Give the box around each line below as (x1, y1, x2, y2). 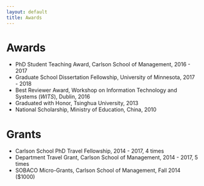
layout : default (6, 9, 47, 15)
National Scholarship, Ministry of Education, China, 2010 (15, 106, 157, 113)
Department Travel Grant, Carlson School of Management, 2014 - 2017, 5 (15, 154, 198, 161)
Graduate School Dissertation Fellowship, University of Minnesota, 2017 (15, 74, 195, 81)
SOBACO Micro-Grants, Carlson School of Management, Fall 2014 (15, 167, 181, 174)
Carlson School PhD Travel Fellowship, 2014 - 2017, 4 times (15, 147, 164, 155)
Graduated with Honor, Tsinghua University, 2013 (15, 100, 139, 107)
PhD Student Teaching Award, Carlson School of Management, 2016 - (15, 61, 191, 68)
